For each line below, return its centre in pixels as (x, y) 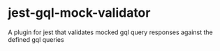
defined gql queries (36, 39)
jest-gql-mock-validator (79, 13)
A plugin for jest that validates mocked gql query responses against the (110, 32)
